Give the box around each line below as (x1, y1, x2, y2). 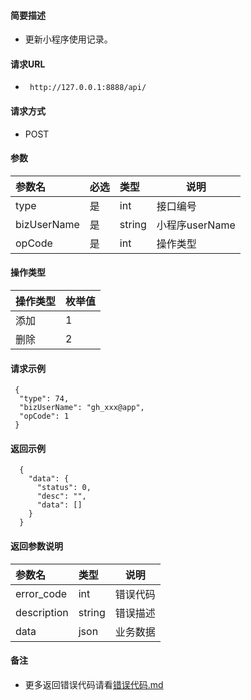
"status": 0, (36, 483, 92, 493)
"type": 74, (19, 394, 70, 404)
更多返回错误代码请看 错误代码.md (24, 678, 164, 690)
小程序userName (156, 218, 236, 232)
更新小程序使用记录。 (24, 33, 113, 45)
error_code (15, 586, 68, 600)
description (15, 605, 69, 619)
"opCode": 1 (19, 411, 70, 422)
